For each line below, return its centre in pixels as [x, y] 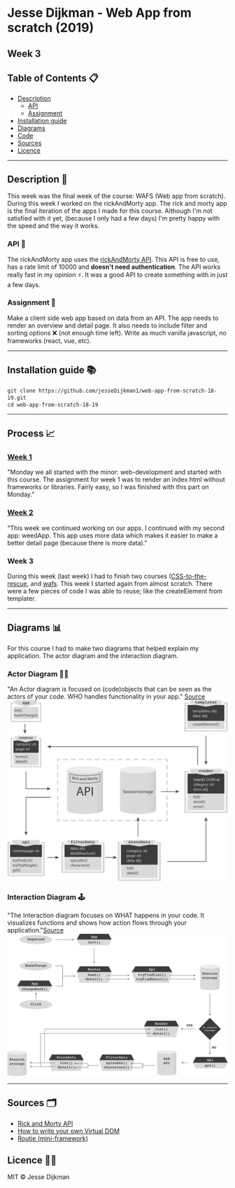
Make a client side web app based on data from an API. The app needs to [113, 318]
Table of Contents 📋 [53, 78]
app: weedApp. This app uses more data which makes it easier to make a [113, 535]
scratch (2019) [51, 28]
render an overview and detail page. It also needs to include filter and [107, 325]
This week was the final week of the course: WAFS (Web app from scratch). [116, 196]
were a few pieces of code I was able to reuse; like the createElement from [115, 591]
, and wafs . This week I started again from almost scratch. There [120, 583]
